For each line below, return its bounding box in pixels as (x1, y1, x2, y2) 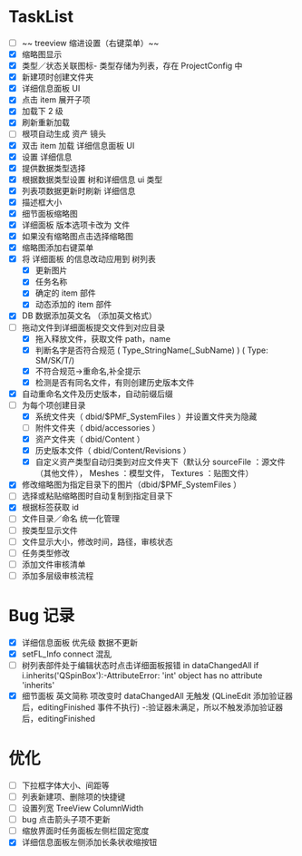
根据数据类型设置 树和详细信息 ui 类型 (21, 174, 163, 185)
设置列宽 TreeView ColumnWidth (21, 802, 144, 813)
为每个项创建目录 (21, 399, 86, 410)
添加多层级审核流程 (21, 569, 94, 581)
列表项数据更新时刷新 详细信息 (21, 185, 136, 196)
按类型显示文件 (21, 524, 78, 536)
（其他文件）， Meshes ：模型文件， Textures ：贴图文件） (34, 468, 254, 479)
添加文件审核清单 (21, 559, 86, 569)
